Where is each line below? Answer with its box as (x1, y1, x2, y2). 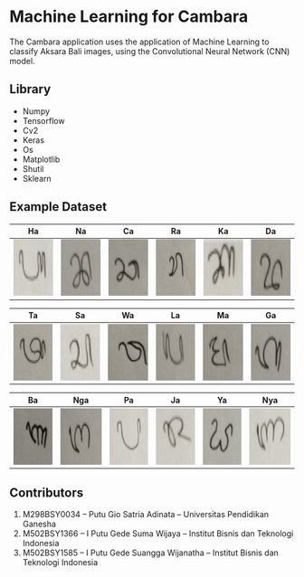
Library (9, 81, 52, 97)
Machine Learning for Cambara (9, 6, 249, 27)
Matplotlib (22, 154, 61, 165)
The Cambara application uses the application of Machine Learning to (9, 36, 270, 47)
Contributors (9, 485, 84, 500)
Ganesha (22, 518, 57, 530)
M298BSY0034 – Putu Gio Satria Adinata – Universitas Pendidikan (22, 509, 270, 520)
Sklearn (22, 173, 52, 184)
